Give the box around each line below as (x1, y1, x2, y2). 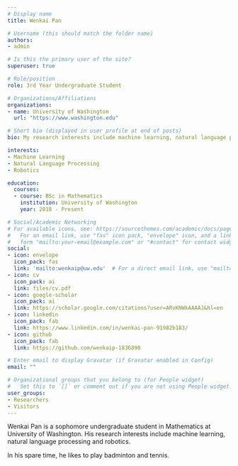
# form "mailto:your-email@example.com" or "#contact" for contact (7, 239, 217, 246)
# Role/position (7, 75, 55, 82)
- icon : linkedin (7, 311, 59, 318)
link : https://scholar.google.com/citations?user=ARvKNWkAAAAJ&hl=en (13, 305, 223, 312)
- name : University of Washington (7, 108, 110, 115)
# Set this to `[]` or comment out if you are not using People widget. (7, 383, 233, 390)
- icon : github (7, 331, 52, 338)
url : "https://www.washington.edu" (13, 114, 119, 121)
